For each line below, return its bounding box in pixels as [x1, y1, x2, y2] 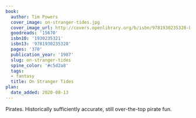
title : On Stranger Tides [11, 79, 74, 85]
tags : [11, 68, 25, 74]
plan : [5, 84, 19, 90]
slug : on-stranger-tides [11, 57, 71, 63]
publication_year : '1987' [11, 52, 74, 58]
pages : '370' [11, 47, 43, 52]
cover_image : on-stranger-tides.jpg [11, 19, 100, 25]
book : [5, 8, 19, 15]
